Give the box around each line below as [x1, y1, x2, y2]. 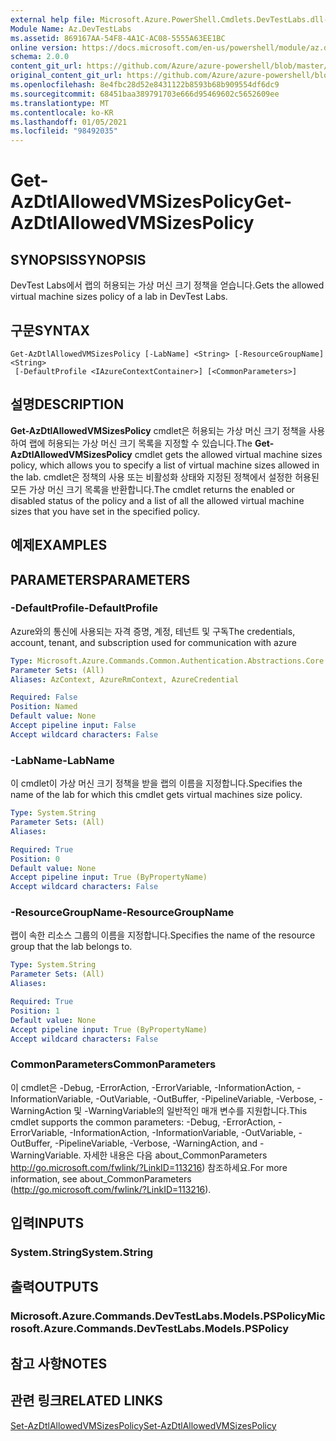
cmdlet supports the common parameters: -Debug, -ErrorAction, [10, 1116, 277, 1128]
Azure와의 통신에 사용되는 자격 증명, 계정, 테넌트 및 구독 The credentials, [10, 625, 296, 637]
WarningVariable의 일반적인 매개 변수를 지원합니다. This [88, 1104, 308, 1116]
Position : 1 [10, 1006, 60, 1016]
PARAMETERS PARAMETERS [10, 571, 191, 588]
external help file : [10, 14, 97, 25]
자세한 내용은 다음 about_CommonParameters [83, 1149, 268, 1161]
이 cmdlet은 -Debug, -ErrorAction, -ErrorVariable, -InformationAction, [10, 1081, 295, 1093]
